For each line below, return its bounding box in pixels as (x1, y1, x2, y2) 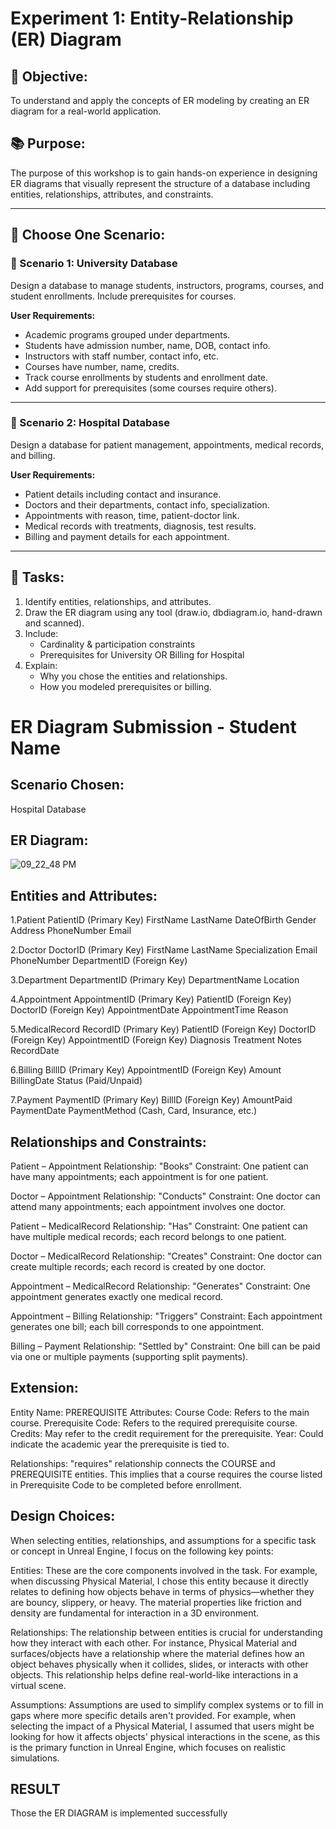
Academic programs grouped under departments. (24, 328, 231, 341)
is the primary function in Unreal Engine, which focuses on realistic (10, 1741, 287, 1753)
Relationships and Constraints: (10, 1133, 207, 1151)
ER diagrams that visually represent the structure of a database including (10, 177, 311, 189)
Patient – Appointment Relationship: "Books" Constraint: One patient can (10, 1160, 309, 1172)
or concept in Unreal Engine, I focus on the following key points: (10, 1545, 274, 1557)
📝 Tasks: (10, 569, 65, 586)
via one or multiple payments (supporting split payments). (10, 1351, 249, 1363)
